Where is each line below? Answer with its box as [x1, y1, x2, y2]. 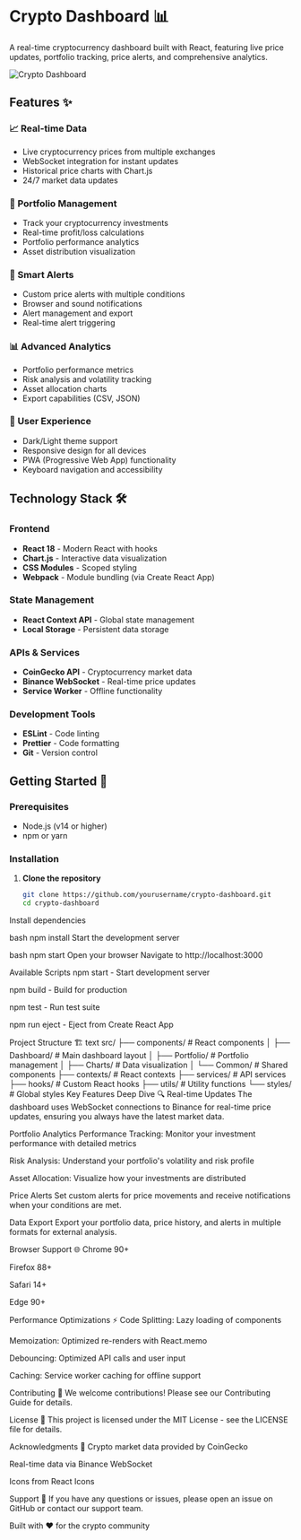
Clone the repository [21, 873, 101, 883]
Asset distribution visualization [21, 246, 136, 257]
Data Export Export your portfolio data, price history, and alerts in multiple [9, 1217, 282, 1228]
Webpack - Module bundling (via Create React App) [21, 571, 215, 582]
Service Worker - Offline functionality [21, 686, 163, 697]
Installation [9, 853, 60, 865]
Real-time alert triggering [21, 318, 116, 328]
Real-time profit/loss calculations [21, 227, 145, 238]
